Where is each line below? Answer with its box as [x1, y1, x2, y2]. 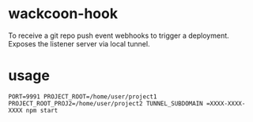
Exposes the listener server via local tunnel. [8, 39, 150, 48]
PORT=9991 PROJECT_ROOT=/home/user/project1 [8, 92, 157, 101]
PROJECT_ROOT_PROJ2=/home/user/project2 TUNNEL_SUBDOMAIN [8, 99, 203, 107]
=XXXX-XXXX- [206, 99, 246, 107]
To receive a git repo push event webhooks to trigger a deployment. [8, 31, 229, 40]
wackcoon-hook [8, 5, 119, 23]
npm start [25, 106, 59, 114]
